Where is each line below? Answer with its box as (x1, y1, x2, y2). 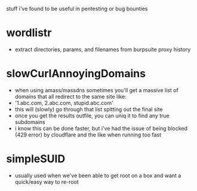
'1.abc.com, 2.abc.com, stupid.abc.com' (14, 99, 113, 107)
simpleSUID (6, 152, 66, 166)
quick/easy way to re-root (14, 178, 79, 185)
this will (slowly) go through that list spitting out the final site (14, 105, 163, 113)
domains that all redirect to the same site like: (14, 93, 127, 100)
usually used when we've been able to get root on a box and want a (14, 172, 181, 179)
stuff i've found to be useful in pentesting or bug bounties (6, 5, 148, 12)
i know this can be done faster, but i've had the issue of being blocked (14, 125, 188, 132)
